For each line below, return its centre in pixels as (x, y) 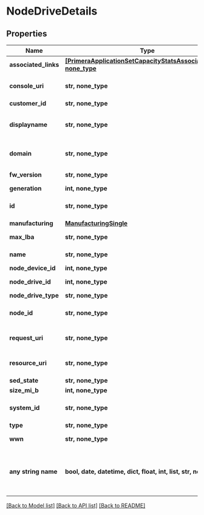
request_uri (26, 338)
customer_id (28, 103)
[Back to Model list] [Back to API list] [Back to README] (76, 506)
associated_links (34, 65)
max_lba (22, 237)
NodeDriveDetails (52, 11)
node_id (21, 313)
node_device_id (32, 268)
